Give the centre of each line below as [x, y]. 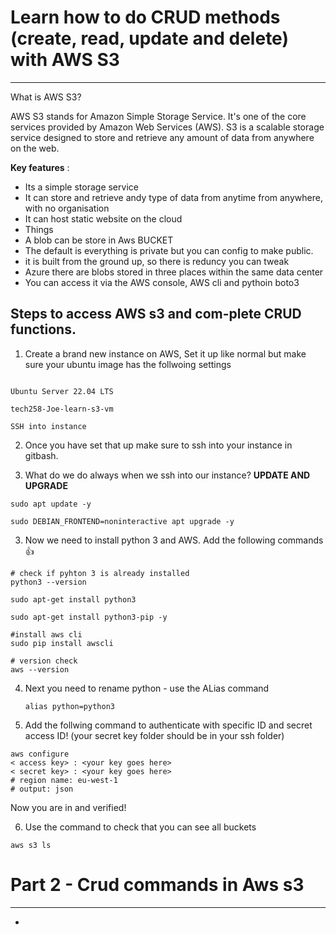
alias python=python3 [69, 706]
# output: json [42, 789]
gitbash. [41, 455]
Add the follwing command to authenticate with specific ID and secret [168, 725]
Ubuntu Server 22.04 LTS [62, 391]
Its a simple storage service [81, 187]
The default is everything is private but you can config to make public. [169, 250]
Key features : [40, 167]
